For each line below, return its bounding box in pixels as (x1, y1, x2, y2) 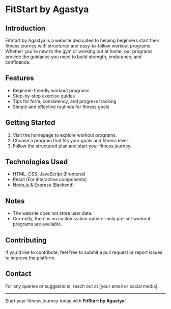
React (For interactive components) (12, 176, 88, 183)
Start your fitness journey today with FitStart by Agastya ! (5, 297, 126, 304)
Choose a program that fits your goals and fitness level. (12, 137, 129, 143)
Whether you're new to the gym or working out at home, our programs (5, 48, 153, 54)
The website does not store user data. (12, 210, 93, 216)
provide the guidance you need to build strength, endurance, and (5, 54, 142, 60)
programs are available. (12, 221, 63, 227)
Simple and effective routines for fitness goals (12, 104, 109, 110)
